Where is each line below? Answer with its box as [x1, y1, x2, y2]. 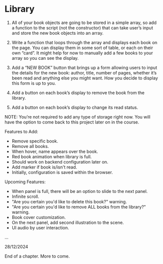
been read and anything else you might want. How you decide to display [11, 75, 158, 81]
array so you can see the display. [11, 55, 79, 61]
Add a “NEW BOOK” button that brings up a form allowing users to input [11, 65, 158, 71]
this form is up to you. [11, 80, 56, 86]
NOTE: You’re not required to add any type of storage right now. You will [4, 114, 151, 120]
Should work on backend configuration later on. [11, 159, 109, 165]
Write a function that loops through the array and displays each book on [11, 39, 158, 45]
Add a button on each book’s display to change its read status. [11, 104, 138, 110]
